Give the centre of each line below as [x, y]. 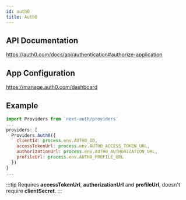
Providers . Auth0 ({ [34, 135]
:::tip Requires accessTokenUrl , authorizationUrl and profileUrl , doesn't [93, 184]
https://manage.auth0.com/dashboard [52, 87]
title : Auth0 [22, 17]
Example [22, 106]
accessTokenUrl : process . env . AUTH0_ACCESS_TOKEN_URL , [83, 146]
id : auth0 [18, 11]
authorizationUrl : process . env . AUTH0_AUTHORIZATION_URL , [87, 152]
